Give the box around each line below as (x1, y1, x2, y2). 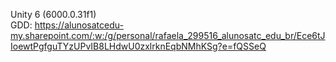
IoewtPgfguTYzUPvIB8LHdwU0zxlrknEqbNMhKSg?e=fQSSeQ (10, 40, 267, 52)
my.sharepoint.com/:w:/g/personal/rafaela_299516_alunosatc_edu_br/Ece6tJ (10, 30, 326, 41)
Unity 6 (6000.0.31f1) (10, 9, 97, 20)
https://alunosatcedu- (34, 19, 124, 31)
